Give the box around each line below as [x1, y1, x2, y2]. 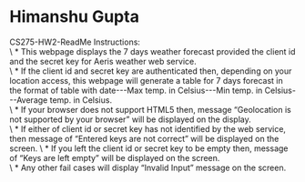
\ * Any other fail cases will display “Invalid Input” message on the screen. [9, 162, 287, 173]
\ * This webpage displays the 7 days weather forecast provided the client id [9, 45, 296, 56]
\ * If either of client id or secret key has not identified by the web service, [9, 123, 287, 134]
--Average [9, 94, 48, 106]
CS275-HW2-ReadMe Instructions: [9, 36, 141, 47]
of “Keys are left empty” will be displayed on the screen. [9, 152, 220, 163]
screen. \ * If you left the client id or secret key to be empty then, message [9, 143, 289, 154]
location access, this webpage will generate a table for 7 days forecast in [9, 75, 284, 86]
